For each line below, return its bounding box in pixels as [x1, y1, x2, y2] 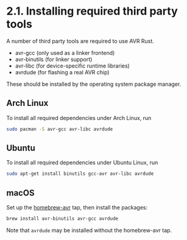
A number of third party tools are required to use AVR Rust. [6, 37, 154, 44]
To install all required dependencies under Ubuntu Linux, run [6, 159, 158, 166]
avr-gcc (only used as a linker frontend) [15, 49, 115, 56]
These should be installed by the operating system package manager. [6, 80, 182, 88]
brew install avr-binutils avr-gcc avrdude [6, 216, 119, 222]
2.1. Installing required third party [6, 4, 178, 18]
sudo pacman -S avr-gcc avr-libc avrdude [6, 126, 113, 132]
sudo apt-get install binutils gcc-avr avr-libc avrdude [6, 171, 154, 177]
